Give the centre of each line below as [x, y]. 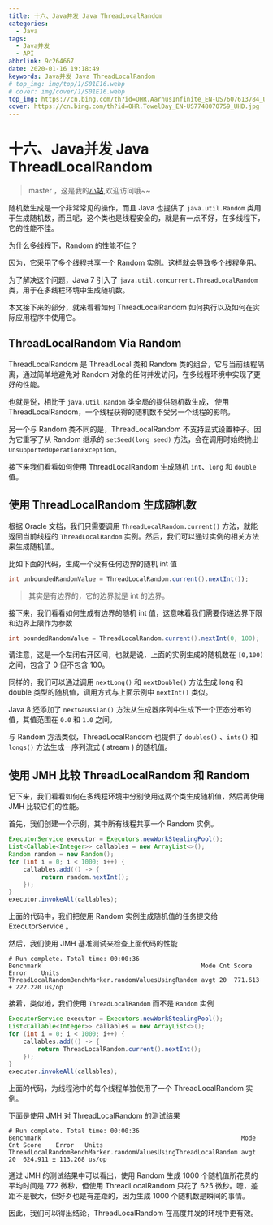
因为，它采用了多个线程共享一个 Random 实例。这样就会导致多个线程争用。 [135, 263]
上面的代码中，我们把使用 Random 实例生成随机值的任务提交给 [113, 916]
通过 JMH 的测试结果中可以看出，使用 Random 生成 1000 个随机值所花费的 [133, 1175]
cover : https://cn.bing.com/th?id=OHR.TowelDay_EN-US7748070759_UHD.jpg [134, 106]
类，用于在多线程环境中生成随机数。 [69, 290]
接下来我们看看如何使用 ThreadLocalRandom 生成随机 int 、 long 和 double [132, 466]
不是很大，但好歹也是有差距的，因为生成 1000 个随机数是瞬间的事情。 [132, 1196]
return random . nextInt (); [85, 877]
